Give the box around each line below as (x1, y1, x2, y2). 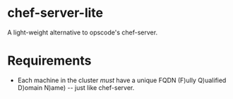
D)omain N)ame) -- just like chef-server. (17, 83, 135, 92)
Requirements (7, 53, 92, 69)
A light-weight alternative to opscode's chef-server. (7, 28, 157, 37)
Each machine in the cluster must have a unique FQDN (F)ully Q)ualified (17, 76, 227, 84)
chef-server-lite (7, 5, 104, 21)
